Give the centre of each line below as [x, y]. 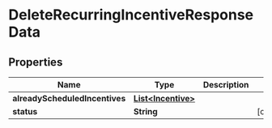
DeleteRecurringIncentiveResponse [131, 15]
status [25, 111]
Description [226, 85]
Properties [36, 62]
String [145, 111]
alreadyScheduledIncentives [69, 98]
